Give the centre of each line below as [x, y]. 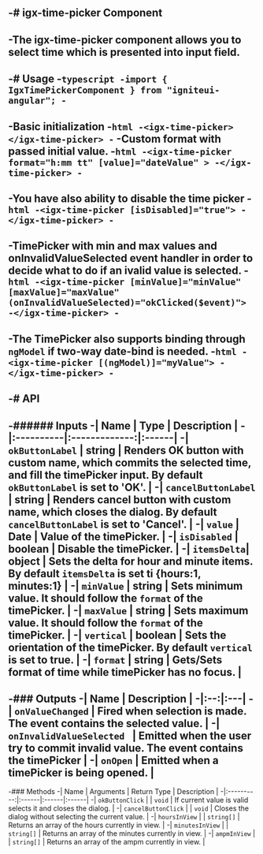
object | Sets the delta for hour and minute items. [131, 561]
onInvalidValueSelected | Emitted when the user [130, 735]
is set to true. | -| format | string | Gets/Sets [115, 660]
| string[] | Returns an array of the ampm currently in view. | [107, 842]
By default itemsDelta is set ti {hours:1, [105, 574]
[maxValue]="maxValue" [64, 293]
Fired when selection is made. [172, 711]
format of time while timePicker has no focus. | [125, 672]
